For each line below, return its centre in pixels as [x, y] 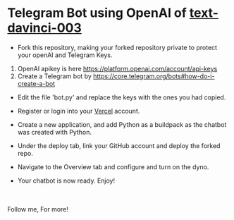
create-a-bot [36, 83]
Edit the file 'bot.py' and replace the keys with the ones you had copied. [122, 97]
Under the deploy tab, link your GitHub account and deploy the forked [119, 145]
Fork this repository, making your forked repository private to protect [117, 47]
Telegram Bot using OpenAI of [97, 13]
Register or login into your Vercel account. [79, 111]
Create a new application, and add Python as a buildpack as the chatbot [122, 124]
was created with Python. [54, 132]
